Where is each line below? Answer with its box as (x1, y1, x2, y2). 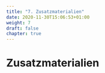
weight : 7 (6, 20, 31, 26)
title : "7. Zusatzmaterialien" (6, 8, 85, 15)
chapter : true (6, 31, 42, 37)
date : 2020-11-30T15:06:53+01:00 (6, 14, 90, 20)
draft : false (6, 25, 39, 31)
